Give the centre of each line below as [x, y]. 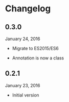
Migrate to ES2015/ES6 [35, 48]
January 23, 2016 [23, 85]
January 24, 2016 [23, 39]
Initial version [25, 95]
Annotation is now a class [38, 58]
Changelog [28, 9]
